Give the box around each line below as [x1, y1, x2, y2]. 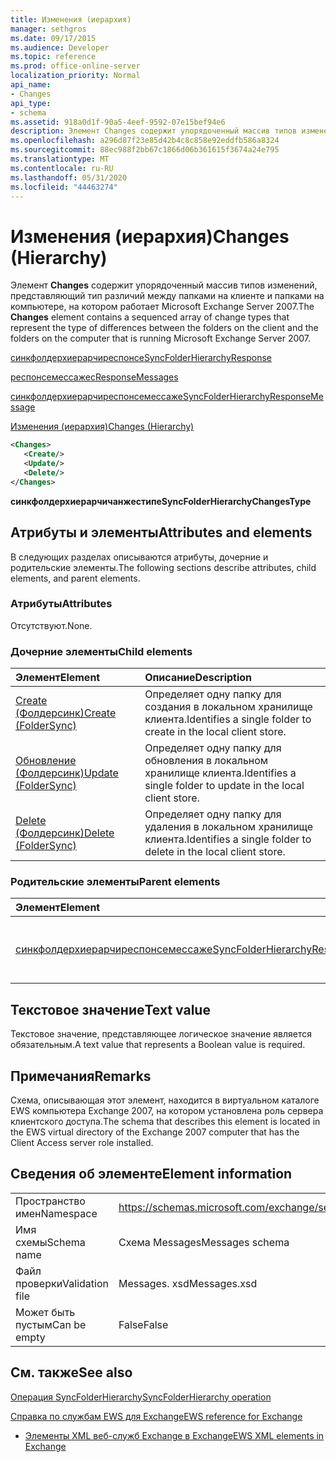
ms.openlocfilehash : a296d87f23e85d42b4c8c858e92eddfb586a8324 [10, 136, 280, 146]
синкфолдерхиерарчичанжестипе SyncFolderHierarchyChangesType [10, 495, 312, 507]
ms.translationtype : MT [10, 154, 110, 164]
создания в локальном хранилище [144, 700, 313, 714]
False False [118, 1317, 169, 1331]
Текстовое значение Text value [10, 1001, 211, 1018]
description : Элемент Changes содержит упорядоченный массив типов [10, 126, 298, 136]
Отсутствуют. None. [10, 619, 93, 631]
